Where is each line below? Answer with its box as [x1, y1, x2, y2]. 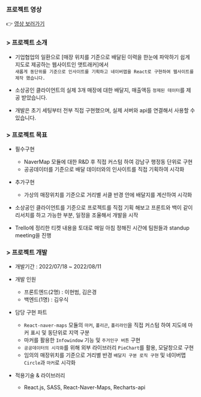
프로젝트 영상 [6, 5, 42, 13]
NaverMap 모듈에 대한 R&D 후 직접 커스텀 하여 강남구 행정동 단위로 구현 [23, 158, 193, 165]
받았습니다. [21, 94, 48, 101]
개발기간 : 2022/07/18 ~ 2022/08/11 [14, 263, 102, 270]
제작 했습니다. [14, 75, 46, 81]
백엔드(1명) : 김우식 [23, 296, 69, 303]
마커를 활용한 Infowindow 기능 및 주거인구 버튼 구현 [23, 336, 141, 344]
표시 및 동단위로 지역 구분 [30, 329, 90, 336]
